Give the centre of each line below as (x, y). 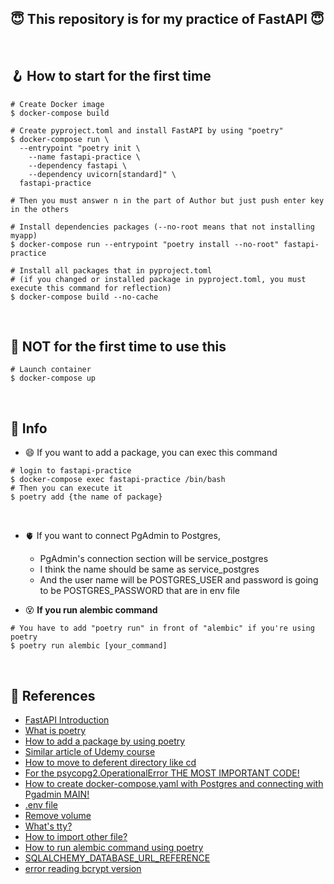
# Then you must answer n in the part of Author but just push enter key (167, 200)
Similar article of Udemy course (90, 752)
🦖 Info (29, 428)
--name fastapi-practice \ (84, 157)
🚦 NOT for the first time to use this (118, 347)
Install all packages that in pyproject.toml (116, 270)
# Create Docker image (57, 104)
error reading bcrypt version (83, 869)
